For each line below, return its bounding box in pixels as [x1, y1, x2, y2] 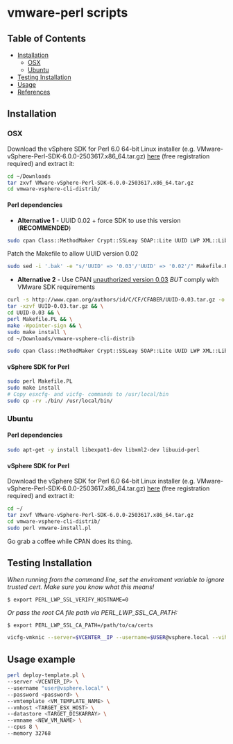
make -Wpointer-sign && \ [7, 322, 82, 329]
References [17, 88, 51, 96]
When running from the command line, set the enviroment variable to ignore [7, 575, 225, 584]
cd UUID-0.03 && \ [7, 309, 60, 317]
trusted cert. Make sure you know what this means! [7, 583, 155, 591]
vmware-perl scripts [7, 5, 128, 21]
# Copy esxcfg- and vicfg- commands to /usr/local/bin [7, 391, 169, 398]
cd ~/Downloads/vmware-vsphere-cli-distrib [7, 335, 135, 342]
